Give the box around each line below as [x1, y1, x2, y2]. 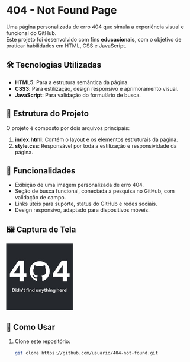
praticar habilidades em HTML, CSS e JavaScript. [6, 42, 127, 49]
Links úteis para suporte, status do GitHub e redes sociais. [14, 200, 158, 208]
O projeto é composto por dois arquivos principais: [6, 124, 130, 131]
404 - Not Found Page [6, 4, 117, 17]
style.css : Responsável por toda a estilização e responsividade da [14, 142, 177, 149]
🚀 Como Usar [6, 322, 56, 332]
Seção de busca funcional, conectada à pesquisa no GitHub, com [14, 188, 175, 195]
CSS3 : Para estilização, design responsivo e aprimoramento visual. [14, 85, 179, 92]
